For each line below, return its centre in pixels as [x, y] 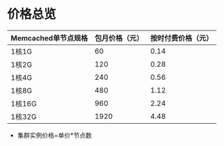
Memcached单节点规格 [49, 38]
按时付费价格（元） [182, 38]
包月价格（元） [119, 38]
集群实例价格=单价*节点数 [55, 135]
